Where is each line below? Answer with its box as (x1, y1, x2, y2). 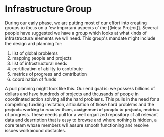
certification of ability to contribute (12, 65, 83, 72)
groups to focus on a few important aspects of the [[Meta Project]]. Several (5, 25, 158, 30)
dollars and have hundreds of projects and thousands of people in (5, 91, 139, 97)
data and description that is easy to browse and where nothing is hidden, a (5, 117, 157, 123)
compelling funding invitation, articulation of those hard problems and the (5, 101, 154, 107)
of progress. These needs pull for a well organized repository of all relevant (5, 111, 158, 117)
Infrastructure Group (5, 3, 92, 15)
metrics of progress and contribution (12, 71, 87, 77)
